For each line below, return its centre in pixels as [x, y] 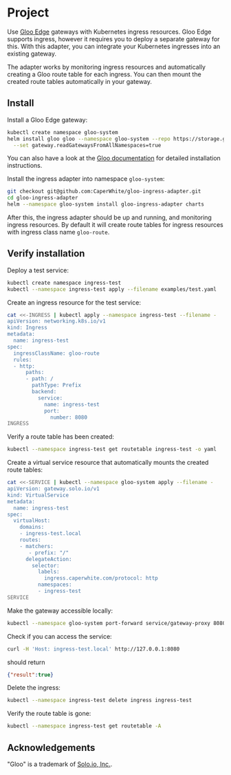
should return [26, 662]
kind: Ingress [27, 328]
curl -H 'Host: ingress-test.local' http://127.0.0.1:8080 [93, 649]
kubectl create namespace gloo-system [63, 132]
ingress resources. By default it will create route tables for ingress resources [115, 225]
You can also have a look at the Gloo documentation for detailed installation [114, 158]
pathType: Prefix [56, 385]
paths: [35, 373]
